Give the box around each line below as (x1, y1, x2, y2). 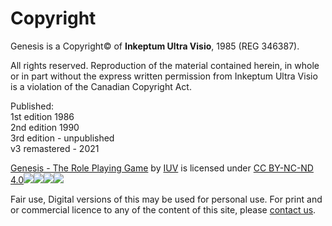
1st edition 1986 (10, 110, 75, 122)
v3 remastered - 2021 (10, 142, 100, 154)
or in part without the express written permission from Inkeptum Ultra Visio (10, 70, 318, 82)
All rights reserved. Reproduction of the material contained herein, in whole (10, 59, 320, 71)
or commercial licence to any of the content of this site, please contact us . (10, 203, 317, 216)
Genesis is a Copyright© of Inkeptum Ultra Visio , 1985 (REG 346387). (10, 40, 300, 52)
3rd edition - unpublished (10, 132, 115, 144)
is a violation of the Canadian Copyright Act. (10, 80, 192, 92)
